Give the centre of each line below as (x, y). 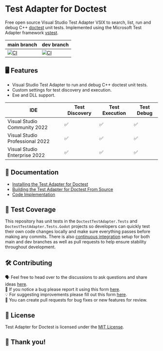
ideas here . (16, 284)
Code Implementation (34, 194)
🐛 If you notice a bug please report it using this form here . (63, 289)
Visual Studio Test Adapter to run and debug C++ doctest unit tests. (80, 85)
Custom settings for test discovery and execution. (62, 90)
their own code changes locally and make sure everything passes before (78, 232)
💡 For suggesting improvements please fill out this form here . (66, 295)
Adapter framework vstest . (32, 32)
